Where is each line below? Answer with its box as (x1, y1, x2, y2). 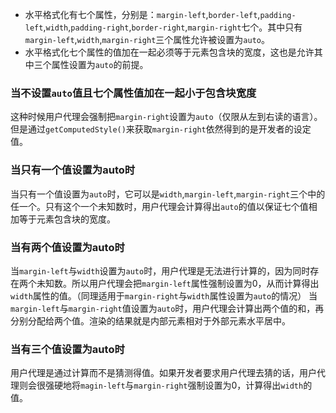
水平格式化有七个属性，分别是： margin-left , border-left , (24, 9, 261, 20)
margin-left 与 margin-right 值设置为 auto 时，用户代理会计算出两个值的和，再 (10, 302, 325, 314)
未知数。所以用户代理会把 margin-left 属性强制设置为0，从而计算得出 (36, 277, 320, 289)
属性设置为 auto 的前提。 (51, 59, 149, 70)
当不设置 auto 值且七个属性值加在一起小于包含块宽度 (10, 86, 257, 100)
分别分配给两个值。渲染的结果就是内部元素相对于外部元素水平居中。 (10, 314, 291, 327)
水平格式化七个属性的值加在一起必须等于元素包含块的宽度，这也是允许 (24, 46, 315, 58)
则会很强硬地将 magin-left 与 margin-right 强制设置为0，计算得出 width (18, 379, 304, 392)
